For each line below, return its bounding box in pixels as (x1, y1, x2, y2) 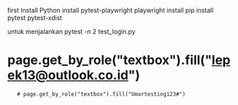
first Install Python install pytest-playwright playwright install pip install (7, 6, 214, 14)
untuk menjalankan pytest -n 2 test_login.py (7, 28, 136, 35)
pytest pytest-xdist (7, 13, 63, 22)
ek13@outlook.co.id (7, 67, 129, 84)
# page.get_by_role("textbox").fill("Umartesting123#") (16, 90, 186, 98)
